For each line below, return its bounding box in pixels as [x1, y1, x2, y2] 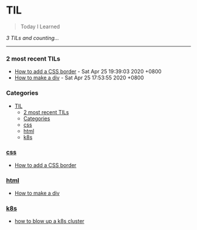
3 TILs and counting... [6, 34, 59, 41]
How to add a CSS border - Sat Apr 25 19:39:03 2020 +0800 [14, 68, 162, 75]
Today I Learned [20, 23, 60, 30]
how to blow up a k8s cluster [14, 218, 85, 225]
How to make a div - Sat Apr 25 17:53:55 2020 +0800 [14, 74, 144, 81]
